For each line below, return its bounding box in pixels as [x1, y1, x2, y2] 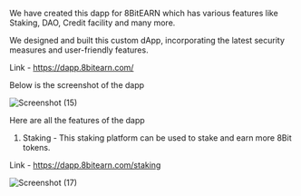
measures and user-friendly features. [9, 44, 149, 55]
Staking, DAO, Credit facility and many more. [9, 17, 176, 28]
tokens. [22, 142, 51, 152]
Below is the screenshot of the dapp [9, 80, 145, 90]
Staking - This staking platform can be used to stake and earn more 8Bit [22, 132, 292, 143]
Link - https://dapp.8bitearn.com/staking [9, 160, 161, 171]
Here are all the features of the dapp [9, 115, 145, 125]
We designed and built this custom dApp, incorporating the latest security [9, 35, 286, 45]
